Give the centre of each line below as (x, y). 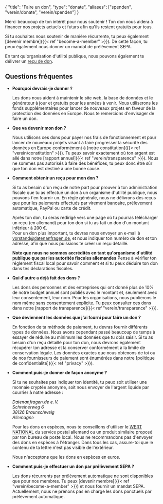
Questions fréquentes (39, 77)
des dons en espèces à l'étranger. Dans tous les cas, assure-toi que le (82, 442)
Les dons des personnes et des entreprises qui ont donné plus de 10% (83, 287)
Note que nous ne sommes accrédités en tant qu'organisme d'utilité (82, 252)
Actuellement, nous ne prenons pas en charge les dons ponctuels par (82, 491)
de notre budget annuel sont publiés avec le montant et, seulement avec (84, 292)
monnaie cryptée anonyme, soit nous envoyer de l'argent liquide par (81, 387)
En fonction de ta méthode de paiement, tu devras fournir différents (80, 327)
